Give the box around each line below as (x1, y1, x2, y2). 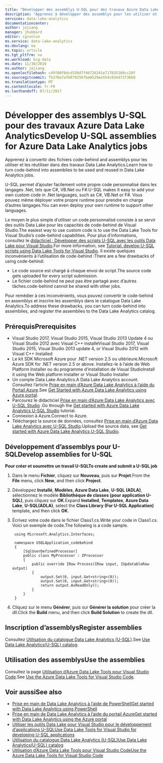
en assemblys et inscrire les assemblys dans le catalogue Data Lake (5, 298, 141, 304)
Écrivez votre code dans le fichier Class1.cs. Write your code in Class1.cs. (12, 517, 158, 523)
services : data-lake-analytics (5, 16, 68, 21)
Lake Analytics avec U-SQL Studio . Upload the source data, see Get (12, 423, 147, 429)
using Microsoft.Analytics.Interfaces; (14, 532, 95, 537)
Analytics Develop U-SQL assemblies (5, 130, 157, 141)
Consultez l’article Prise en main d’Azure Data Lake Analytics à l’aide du (12, 382, 155, 388)
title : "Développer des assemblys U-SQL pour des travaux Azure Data (5, 7, 149, 12)
